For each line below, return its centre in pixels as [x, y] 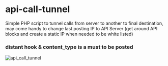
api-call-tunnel [38, 9]
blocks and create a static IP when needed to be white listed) [69, 34]
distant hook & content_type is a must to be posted [69, 47]
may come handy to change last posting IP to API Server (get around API [81, 28]
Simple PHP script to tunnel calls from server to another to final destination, [85, 23]
